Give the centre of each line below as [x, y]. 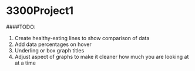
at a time [25, 63]
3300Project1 [40, 11]
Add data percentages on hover [53, 44]
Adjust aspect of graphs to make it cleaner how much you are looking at [102, 56]
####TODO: [21, 27]
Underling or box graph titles [49, 50]
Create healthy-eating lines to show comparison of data [82, 38]
